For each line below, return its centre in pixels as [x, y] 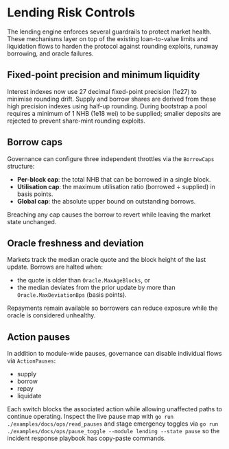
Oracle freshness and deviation [75, 243]
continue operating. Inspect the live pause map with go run [91, 417]
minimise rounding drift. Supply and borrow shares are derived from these [112, 99]
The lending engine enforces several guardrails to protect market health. [109, 32]
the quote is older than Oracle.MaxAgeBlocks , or [84, 280]
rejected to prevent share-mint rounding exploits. [76, 121]
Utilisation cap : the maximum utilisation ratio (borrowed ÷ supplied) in [116, 186]
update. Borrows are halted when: [55, 267]
